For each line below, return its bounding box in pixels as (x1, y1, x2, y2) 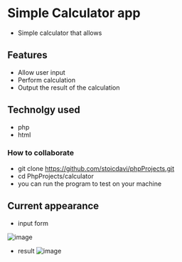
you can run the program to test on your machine (17, 179, 162, 188)
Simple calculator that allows (17, 28, 102, 37)
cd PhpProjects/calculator (17, 172, 94, 180)
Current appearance (7, 200, 100, 212)
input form (17, 219, 48, 227)
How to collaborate (7, 148, 75, 158)
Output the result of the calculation (17, 83, 120, 92)
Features (7, 49, 48, 61)
